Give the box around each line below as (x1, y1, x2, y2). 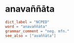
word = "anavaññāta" (5, 24, 48, 29)
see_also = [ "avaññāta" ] (5, 33, 56, 38)
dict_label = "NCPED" (5, 20, 50, 24)
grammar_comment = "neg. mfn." (5, 28, 70, 34)
